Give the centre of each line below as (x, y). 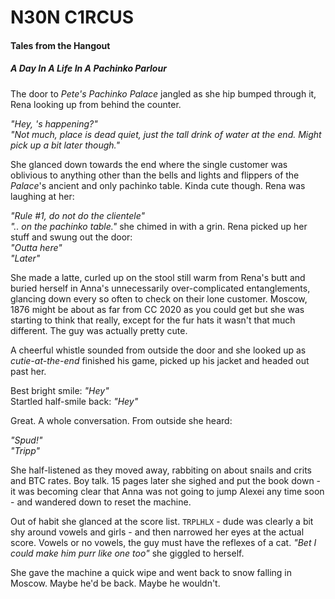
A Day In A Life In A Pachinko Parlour (88, 68)
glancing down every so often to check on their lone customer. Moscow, (159, 298)
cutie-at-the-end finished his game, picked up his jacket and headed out (160, 360)
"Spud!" (26, 440)
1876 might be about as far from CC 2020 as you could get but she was (157, 309)
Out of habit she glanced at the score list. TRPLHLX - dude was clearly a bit (162, 521)
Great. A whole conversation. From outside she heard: (121, 420)
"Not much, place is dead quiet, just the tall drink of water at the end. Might (166, 134)
